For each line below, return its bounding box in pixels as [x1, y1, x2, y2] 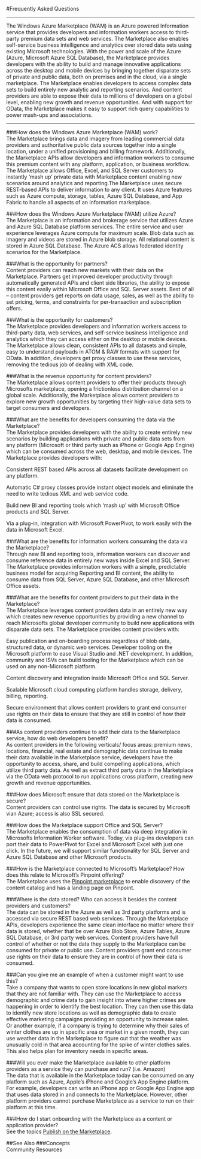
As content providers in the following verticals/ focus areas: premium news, [6, 741, 193, 748]
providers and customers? [6, 902, 71, 909]
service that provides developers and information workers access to [6, 29, 175, 35]
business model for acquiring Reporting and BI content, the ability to [6, 569, 175, 577]
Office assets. [6, 582, 41, 589]
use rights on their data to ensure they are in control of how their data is [6, 953, 184, 960]
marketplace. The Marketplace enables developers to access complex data [6, 80, 191, 86]
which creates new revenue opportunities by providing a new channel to [6, 613, 184, 620]
